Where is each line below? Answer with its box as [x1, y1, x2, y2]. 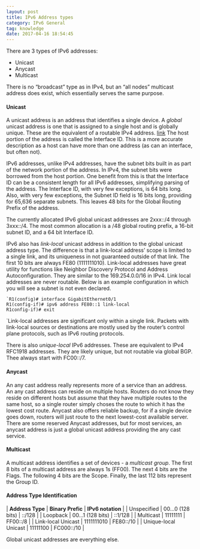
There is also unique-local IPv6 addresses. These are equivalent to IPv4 [6, 341, 184, 349]
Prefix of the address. [6, 205, 60, 212]
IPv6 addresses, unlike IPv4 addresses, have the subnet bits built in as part [6, 160, 192, 167]
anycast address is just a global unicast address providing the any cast [6, 426, 181, 433]
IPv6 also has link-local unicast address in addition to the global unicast [6, 240, 183, 248]
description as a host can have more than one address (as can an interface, [6, 142, 193, 150]
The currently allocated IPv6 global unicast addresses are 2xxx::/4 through [6, 216, 191, 223]
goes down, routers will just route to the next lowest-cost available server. [6, 413, 189, 420]
